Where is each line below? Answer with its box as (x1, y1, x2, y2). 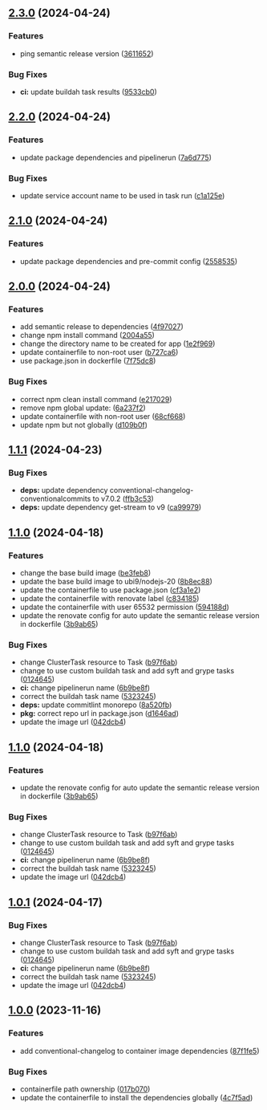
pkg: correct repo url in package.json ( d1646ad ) (19, 709, 179, 718)
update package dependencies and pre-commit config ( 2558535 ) (19, 256, 238, 266)
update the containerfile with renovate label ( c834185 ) (19, 594, 200, 604)
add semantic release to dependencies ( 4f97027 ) (19, 322, 184, 331)
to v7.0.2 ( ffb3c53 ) (92, 494, 154, 504)
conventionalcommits (19, 494, 91, 504)
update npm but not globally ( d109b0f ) (19, 420, 148, 429)
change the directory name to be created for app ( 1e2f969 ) (19, 339, 216, 348)
